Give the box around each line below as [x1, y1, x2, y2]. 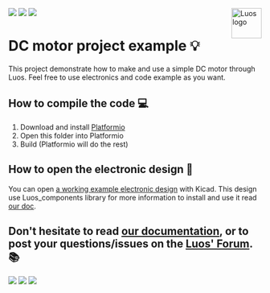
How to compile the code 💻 [8, 97, 149, 110]
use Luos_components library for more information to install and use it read [8, 192, 257, 202]
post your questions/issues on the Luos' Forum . [8, 237, 253, 250]
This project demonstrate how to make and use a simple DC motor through [8, 64, 256, 73]
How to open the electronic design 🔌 [8, 163, 194, 176]
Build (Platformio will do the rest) [19, 139, 129, 149]
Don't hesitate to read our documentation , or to [8, 224, 249, 237]
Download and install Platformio [19, 122, 126, 132]
